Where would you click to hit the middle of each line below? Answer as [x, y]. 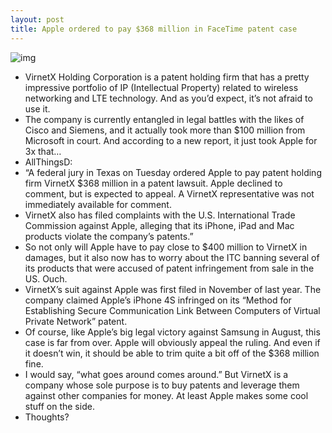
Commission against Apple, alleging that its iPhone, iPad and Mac [159, 225]
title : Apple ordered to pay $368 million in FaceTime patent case [154, 29]
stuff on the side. [59, 406]
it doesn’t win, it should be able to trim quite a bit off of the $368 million [172, 353]
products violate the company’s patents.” [109, 236]
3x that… [43, 151]
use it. [37, 108]
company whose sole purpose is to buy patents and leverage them [162, 385]
